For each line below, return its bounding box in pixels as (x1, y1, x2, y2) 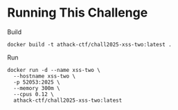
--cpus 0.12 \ (13, 91, 54, 98)
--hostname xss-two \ (13, 73, 76, 80)
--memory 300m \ (13, 84, 60, 91)
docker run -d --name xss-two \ (7, 66, 100, 73)
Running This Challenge (7, 5, 148, 21)
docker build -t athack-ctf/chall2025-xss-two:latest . (7, 41, 172, 48)
